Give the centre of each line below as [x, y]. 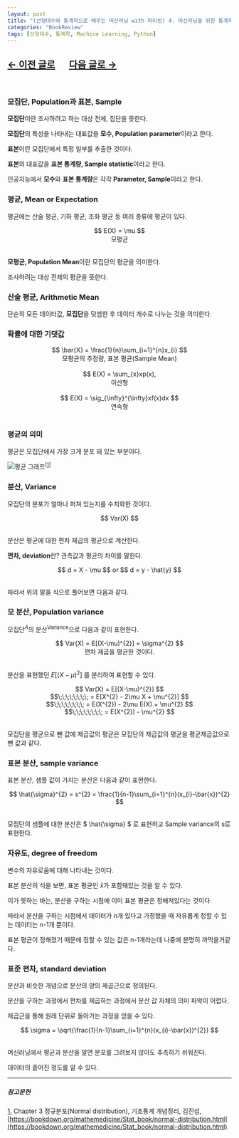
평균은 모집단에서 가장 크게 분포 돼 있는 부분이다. [75, 451]
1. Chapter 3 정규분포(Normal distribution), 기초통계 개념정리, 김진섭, [105, 1111]
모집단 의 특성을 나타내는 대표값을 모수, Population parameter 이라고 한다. [110, 134]
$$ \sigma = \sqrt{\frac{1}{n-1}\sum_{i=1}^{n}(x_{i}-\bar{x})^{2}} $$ [119, 1030]
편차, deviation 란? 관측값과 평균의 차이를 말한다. [75, 555]
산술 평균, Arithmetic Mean [53, 297]
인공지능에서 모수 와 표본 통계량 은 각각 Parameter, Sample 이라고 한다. [105, 179]
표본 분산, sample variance [53, 763]
